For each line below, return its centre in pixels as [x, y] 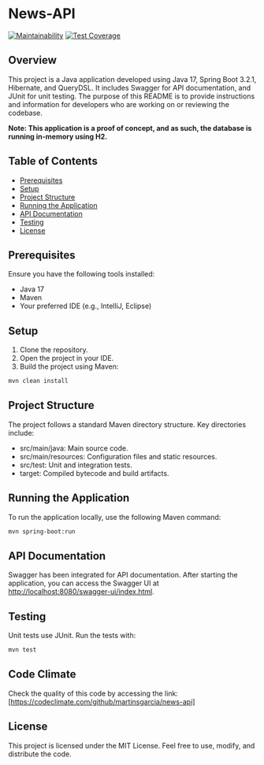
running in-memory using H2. [58, 136]
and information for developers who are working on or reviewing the [119, 104]
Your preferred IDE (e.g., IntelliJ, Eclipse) [86, 306]
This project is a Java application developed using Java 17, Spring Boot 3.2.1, [132, 79]
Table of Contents [53, 161]
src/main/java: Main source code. [74, 448]
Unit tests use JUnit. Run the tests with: [72, 636]
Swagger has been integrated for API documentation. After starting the [123, 575]
